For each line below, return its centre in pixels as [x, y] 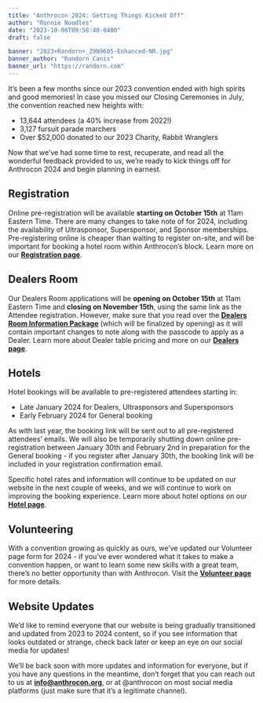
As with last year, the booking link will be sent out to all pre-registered [121, 431]
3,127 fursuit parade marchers [68, 129]
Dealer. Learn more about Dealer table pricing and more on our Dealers [124, 340]
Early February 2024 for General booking [86, 416]
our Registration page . [45, 254]
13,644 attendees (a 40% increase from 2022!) [95, 120]
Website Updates [51, 606]
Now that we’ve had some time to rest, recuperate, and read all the [116, 152]
